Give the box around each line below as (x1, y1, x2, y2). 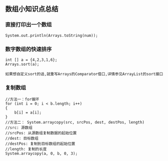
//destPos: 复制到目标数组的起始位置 (5, 141, 76, 146)
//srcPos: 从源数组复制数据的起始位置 (5, 131, 77, 136)
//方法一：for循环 (5, 97, 39, 102)
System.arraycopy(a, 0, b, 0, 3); (5, 151, 78, 156)
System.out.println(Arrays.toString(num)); (5, 33, 98, 38)
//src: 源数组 (5, 125, 33, 130)
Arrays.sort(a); (5, 62, 39, 67)
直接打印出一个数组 (5, 21, 52, 28)
